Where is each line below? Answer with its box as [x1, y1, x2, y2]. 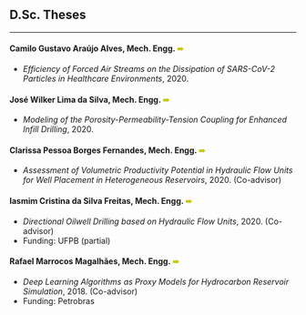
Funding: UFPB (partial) [22, 235, 111, 246]
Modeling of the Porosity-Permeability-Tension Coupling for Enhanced [22, 114, 288, 126]
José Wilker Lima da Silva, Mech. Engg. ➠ [9, 94, 170, 105]
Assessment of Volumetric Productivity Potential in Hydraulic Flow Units [22, 165, 293, 176]
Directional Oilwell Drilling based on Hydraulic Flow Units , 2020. [22, 216, 263, 227]
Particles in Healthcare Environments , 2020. [22, 73, 189, 85]
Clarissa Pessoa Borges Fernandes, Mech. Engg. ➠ [9, 145, 206, 156]
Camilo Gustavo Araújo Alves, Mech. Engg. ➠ [9, 43, 184, 54]
